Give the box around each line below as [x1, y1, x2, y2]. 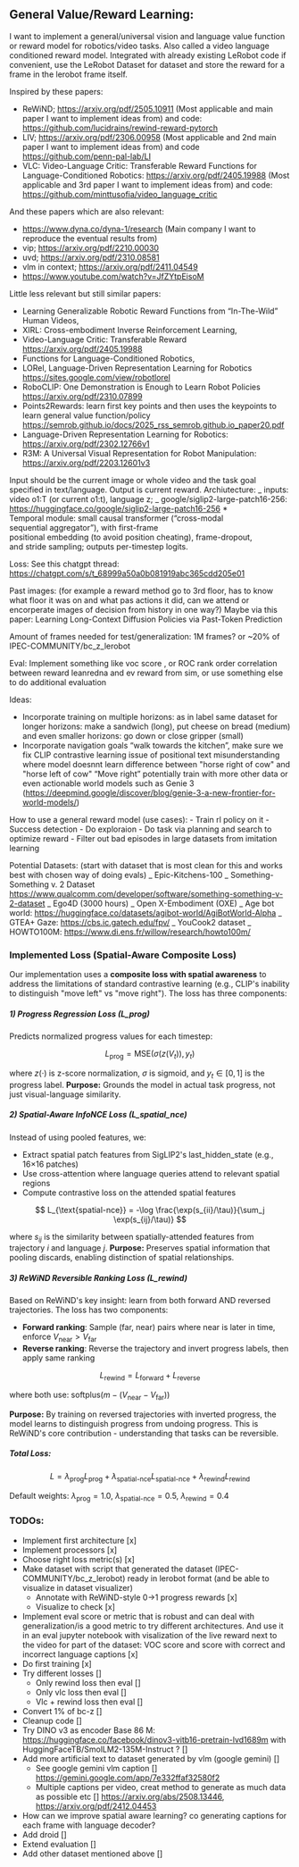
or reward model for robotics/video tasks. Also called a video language [9, 40, 270, 51]
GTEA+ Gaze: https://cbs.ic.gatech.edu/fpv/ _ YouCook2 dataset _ [9, 917, 252, 927]
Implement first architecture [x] [21, 1535, 137, 1545]
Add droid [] [21, 1829, 67, 1839]
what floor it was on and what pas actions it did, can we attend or [9, 594, 250, 606]
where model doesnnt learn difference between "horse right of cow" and [21, 758, 291, 769]
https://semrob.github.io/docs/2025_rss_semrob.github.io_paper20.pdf [21, 419, 285, 430]
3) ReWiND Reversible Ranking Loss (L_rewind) [9, 1273, 187, 1284]
